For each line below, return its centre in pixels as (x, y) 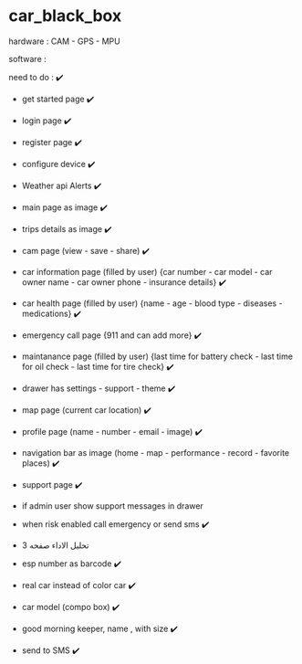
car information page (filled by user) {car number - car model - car (147, 271)
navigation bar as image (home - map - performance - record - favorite (155, 452)
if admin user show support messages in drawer (113, 506)
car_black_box (65, 16)
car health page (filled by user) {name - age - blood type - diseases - (152, 303)
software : (27, 58)
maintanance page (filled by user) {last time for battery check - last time (157, 356)
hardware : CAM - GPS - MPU (64, 41)
